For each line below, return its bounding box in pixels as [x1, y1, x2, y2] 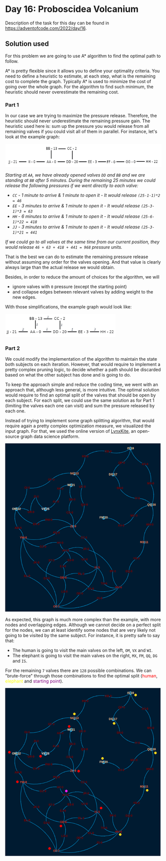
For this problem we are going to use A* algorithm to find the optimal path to [5, 53, 161, 59]
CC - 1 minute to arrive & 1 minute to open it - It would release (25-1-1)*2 [12, 192, 161, 198]
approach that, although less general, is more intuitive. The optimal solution [5, 387, 160, 393]
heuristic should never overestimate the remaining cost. [5, 89, 119, 95]
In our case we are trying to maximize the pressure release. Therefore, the [5, 113, 158, 119]
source [5, 434, 20, 440]
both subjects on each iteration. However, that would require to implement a [5, 362, 161, 368]
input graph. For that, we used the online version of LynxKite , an [5, 428, 136, 434]
